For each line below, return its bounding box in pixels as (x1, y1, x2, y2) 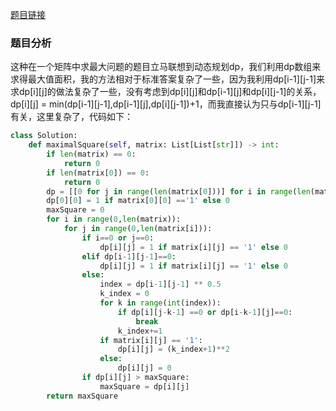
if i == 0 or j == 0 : (81, 233, 155, 243)
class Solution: (10, 131, 78, 141)
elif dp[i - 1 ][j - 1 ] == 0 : (81, 251, 177, 262)
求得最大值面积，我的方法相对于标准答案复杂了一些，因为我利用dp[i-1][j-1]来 (10, 73, 326, 85)
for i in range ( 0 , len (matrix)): (46, 214, 182, 225)
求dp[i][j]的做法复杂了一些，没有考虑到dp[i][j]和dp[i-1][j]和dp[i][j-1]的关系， (10, 86, 322, 98)
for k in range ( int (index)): (99, 298, 222, 308)
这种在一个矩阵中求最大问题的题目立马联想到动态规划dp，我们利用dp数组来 (10, 61, 322, 73)
